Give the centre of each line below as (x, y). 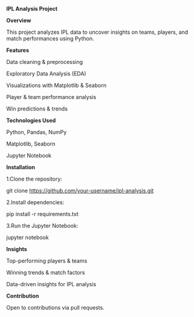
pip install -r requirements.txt (42, 214)
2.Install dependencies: (35, 202)
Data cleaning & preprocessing (45, 62)
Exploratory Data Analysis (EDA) (46, 74)
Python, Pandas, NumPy (37, 132)
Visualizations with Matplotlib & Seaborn (57, 85)
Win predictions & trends (37, 109)
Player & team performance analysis (51, 97)
